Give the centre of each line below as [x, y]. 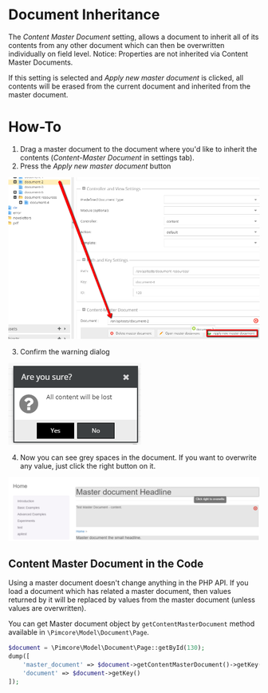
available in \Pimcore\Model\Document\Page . [79, 632]
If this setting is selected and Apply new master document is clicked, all [126, 77]
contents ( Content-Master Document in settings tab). [107, 157]
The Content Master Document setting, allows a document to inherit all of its [134, 37]
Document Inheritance [84, 15]
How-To [35, 127]
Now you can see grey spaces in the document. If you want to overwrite [138, 457]
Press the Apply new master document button [95, 166]
